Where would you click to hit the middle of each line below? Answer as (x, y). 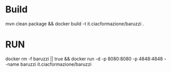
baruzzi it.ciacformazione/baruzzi (56, 64)
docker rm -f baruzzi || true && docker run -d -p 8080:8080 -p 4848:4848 (84, 59)
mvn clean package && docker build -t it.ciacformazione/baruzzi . (75, 24)
